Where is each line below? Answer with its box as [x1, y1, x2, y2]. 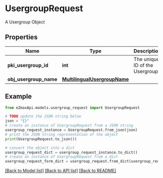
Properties [5, 33, 38, 41]
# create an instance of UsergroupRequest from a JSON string [5, 123, 133, 128]
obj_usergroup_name [7, 76, 58, 83]
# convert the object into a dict [5, 145, 75, 150]
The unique [133, 55, 160, 62]
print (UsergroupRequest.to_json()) [5, 137, 77, 142]
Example [5, 92, 32, 101]
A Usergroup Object [5, 19, 45, 25]
